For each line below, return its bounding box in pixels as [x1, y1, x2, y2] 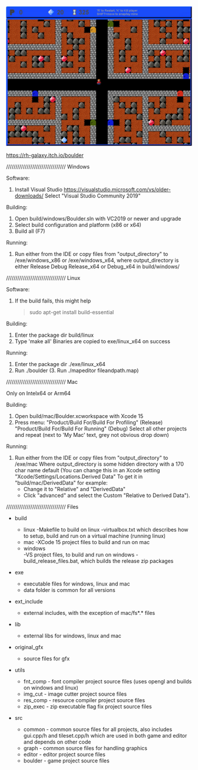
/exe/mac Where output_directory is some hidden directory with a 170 [14, 460, 184, 468]
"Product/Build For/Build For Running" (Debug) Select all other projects [14, 425, 187, 432]
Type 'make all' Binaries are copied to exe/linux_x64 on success [14, 338, 171, 345]
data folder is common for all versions [23, 587, 116, 593]
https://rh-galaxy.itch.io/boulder [6, 152, 84, 159]
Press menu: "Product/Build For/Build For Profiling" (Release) [14, 419, 163, 426]
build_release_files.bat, [23, 558, 80, 564]
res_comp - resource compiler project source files [23, 697, 146, 703]
